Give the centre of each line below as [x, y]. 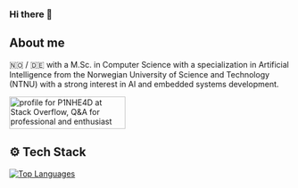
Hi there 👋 [31, 14]
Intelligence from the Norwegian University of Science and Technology [140, 74]
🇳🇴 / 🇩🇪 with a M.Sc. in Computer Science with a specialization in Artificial [149, 64]
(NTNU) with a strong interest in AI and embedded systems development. [144, 84]
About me [37, 43]
